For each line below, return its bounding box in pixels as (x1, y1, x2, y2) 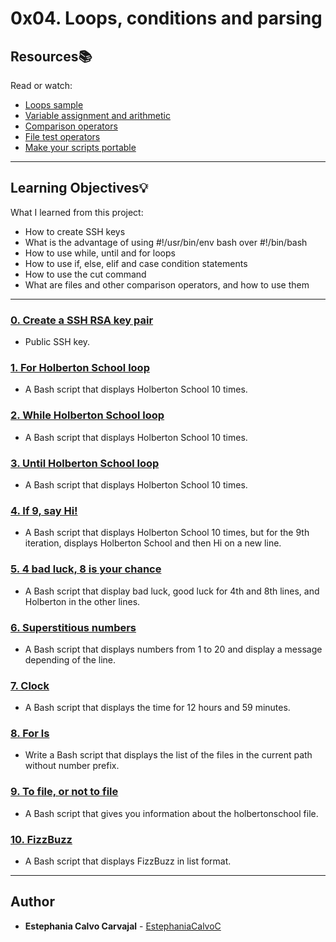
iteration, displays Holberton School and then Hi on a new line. (24, 537, 282, 549)
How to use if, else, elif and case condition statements (24, 257, 248, 269)
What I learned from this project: (10, 206, 144, 218)
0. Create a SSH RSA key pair (10, 313, 154, 327)
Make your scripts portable (24, 142, 137, 153)
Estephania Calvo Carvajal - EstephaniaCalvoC (24, 920, 222, 932)
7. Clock (10, 678, 50, 692)
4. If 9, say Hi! (10, 503, 78, 517)
